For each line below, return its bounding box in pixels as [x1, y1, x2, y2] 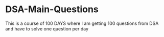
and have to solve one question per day [5, 25, 88, 31]
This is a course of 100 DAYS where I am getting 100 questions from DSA [5, 20, 159, 26]
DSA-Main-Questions [5, 4, 99, 15]
